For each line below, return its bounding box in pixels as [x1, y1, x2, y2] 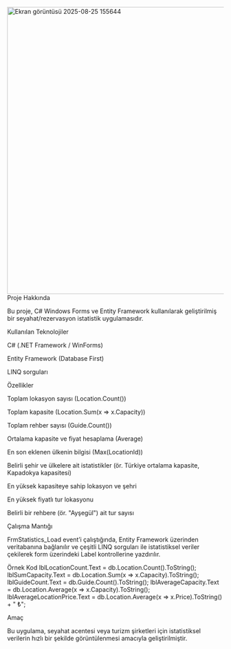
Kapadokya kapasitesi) [7, 469, 72, 477]
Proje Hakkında [7, 294, 50, 301]
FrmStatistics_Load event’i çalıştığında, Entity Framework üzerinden [7, 535, 199, 543]
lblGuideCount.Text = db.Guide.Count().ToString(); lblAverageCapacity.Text [7, 578, 219, 586]
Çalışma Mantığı [7, 522, 53, 530]
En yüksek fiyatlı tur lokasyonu [7, 495, 94, 503]
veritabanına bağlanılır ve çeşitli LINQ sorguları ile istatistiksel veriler [7, 543, 200, 551]
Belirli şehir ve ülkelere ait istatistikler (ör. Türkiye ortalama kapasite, [7, 461, 199, 469]
